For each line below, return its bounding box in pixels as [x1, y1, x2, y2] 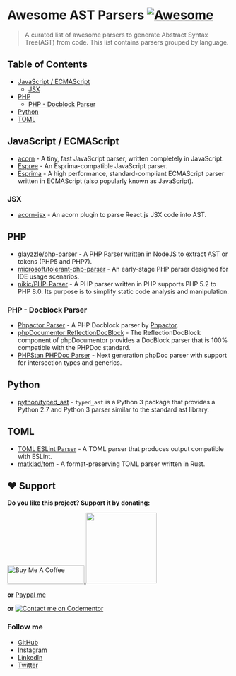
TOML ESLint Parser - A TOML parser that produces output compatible [17, 444, 224, 453]
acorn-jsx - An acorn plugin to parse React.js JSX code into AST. [17, 210, 207, 218]
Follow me [7, 622, 44, 632]
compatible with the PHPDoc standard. [17, 343, 131, 351]
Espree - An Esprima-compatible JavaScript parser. [17, 161, 168, 170]
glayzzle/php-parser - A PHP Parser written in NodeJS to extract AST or [17, 250, 228, 258]
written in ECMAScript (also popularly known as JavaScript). [17, 177, 194, 185]
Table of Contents [7, 59, 88, 71]
